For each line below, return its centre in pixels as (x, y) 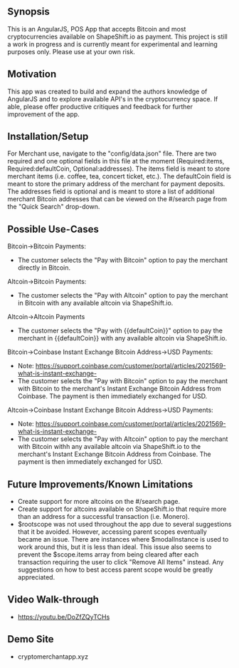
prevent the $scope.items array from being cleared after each (108, 555)
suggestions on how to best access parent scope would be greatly (115, 570)
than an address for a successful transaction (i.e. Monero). (103, 517)
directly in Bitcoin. (44, 268)
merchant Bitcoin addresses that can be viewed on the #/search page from (117, 199)
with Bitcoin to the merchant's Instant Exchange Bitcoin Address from (119, 389)
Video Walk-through (53, 600)
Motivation (32, 74)
